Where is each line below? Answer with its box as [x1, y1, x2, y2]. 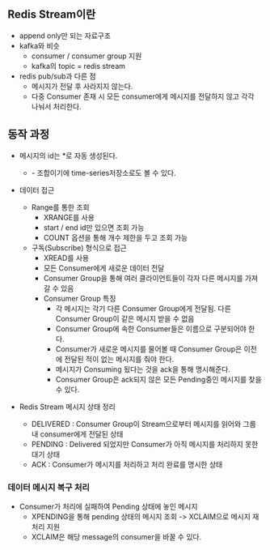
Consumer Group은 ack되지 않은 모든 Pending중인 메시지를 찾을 [55, 374, 262, 384]
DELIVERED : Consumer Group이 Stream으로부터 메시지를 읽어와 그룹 [31, 419, 256, 428]
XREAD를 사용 [43, 253, 90, 262]
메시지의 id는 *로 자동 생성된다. [19, 151, 118, 160]
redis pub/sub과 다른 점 [19, 71, 96, 81]
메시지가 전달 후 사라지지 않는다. [31, 81, 133, 91]
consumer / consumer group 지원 [31, 51, 142, 61]
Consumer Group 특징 [43, 293, 116, 303]
